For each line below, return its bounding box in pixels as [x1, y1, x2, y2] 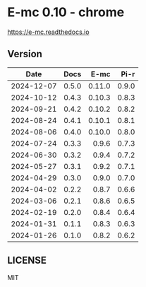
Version [7, 48, 42, 60]
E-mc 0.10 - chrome [7, 4, 125, 20]
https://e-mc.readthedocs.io [7, 28, 90, 36]
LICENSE [7, 254, 47, 266]
